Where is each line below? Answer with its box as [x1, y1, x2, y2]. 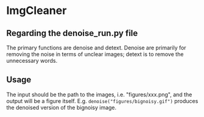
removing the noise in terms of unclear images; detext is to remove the [6, 51, 184, 58]
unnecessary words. [6, 57, 58, 64]
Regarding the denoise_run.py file [6, 28, 138, 38]
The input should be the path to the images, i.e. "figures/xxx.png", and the [6, 91, 192, 98]
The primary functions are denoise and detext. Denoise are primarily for [6, 44, 187, 51]
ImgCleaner [6, 4, 67, 18]
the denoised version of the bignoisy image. [6, 104, 117, 111]
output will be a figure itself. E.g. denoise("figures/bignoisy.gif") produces [6, 97, 199, 104]
